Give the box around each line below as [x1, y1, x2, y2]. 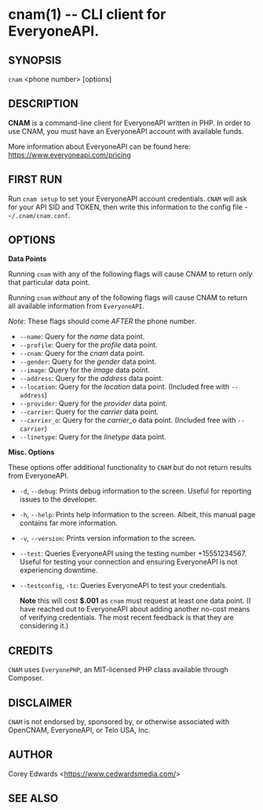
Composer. [8, 673, 44, 682]
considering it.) [19, 621, 69, 631]
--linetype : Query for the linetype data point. [19, 432, 166, 442]
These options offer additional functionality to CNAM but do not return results [8, 463, 252, 472]
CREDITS [8, 644, 53, 657]
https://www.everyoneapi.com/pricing [8, 150, 131, 159]
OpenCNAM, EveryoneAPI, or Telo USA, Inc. [8, 726, 151, 735]
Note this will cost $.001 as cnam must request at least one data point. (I [19, 596, 251, 605]
